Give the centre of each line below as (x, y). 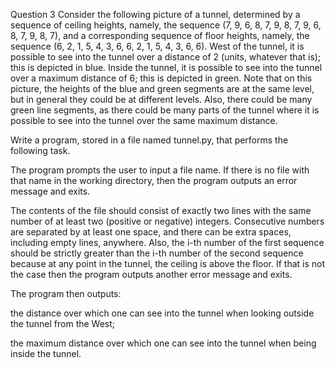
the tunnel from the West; (63, 323)
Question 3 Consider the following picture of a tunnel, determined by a (155, 14)
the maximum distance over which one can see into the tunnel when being (163, 343)
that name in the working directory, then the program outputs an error (154, 180)
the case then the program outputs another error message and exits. (151, 274)
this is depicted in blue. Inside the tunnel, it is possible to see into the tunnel (166, 67)
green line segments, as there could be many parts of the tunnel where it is (165, 110)
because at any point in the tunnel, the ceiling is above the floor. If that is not (168, 263)
